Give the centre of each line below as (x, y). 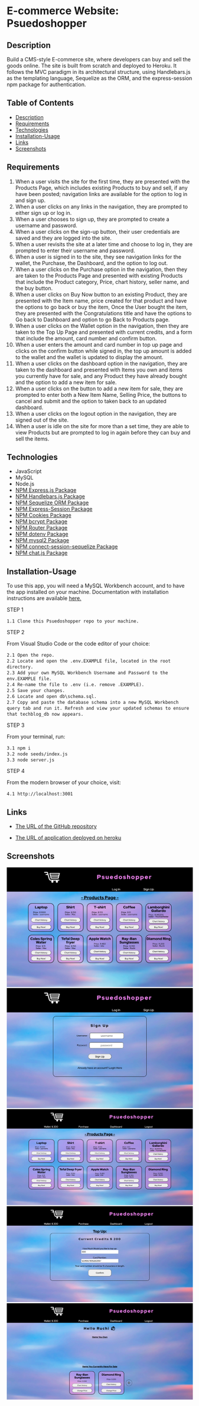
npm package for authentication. (46, 84)
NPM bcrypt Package (41, 521)
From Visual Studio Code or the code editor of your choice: (78, 644)
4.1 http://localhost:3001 (40, 794)
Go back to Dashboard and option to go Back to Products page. (92, 319)
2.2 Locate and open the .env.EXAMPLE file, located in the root (89, 661)
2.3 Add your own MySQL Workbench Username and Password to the (87, 673)
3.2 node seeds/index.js (37, 754)
